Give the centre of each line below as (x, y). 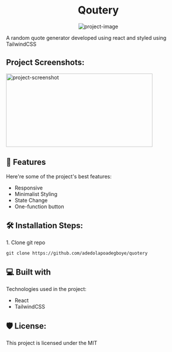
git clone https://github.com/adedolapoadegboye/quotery (77, 253)
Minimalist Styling (36, 194)
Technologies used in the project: (46, 289)
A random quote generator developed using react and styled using (86, 38)
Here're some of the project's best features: (59, 176)
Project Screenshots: (45, 62)
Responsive (28, 188)
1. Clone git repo (26, 243)
